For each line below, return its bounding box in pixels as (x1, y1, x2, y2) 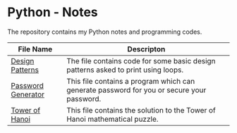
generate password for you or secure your (66, 85, 207, 95)
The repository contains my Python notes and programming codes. (7, 27, 202, 36)
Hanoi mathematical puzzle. (66, 114, 159, 124)
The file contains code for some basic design (66, 56, 217, 65)
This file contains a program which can (66, 76, 195, 86)
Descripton (127, 44, 166, 53)
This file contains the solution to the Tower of (66, 105, 217, 115)
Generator (11, 89, 44, 99)
